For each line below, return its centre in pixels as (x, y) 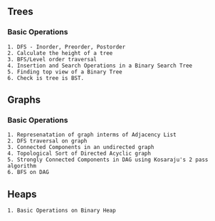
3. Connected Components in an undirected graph (81, 148)
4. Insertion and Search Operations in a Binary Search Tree (100, 66)
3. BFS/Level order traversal (52, 59)
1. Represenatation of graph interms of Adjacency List (92, 135)
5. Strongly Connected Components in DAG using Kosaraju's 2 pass (108, 160)
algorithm (22, 166)
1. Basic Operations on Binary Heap (62, 211)
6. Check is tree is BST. (46, 78)
